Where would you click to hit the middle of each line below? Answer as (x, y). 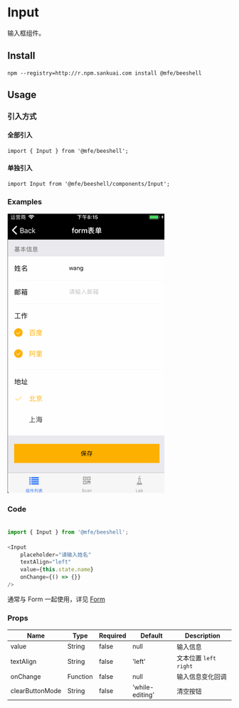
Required (112, 635)
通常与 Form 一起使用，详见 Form (56, 599)
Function (80, 676)
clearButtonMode (36, 691)
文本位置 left (197, 658)
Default (152, 635)
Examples (25, 202)
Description (202, 635)
